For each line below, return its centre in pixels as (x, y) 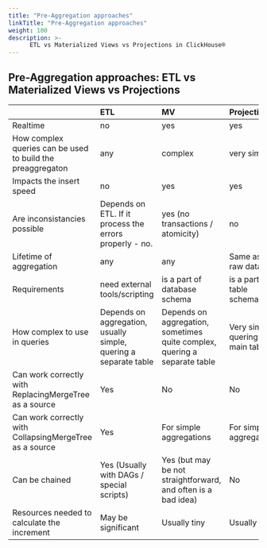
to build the (33, 158)
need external (126, 284)
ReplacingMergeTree (51, 394)
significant (119, 527)
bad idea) (180, 500)
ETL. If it (115, 214)
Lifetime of (32, 257)
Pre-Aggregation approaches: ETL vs (102, 77)
